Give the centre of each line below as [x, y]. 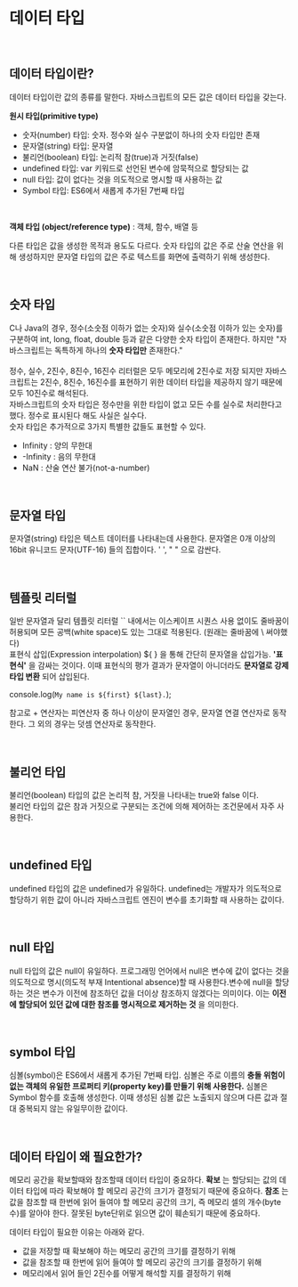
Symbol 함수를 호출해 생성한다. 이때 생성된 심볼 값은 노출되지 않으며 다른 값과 [144, 1097]
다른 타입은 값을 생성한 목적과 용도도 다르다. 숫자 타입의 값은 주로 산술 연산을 [142, 245]
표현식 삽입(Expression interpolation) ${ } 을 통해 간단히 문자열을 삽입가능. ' [143, 655]
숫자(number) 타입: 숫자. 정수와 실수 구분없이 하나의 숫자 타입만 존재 [141, 134]
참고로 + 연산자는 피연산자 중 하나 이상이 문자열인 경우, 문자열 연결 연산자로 [140, 713]
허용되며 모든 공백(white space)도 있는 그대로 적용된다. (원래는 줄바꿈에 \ [137, 632]
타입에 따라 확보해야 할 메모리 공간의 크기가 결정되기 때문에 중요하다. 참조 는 [157, 1191]
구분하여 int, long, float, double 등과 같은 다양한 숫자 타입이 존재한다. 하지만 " [145, 338]
